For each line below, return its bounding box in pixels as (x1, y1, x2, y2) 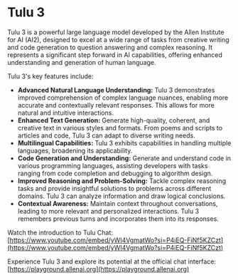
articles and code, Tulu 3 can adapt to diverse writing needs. (17, 131, 195, 140)
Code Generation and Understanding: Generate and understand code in (17, 154, 232, 162)
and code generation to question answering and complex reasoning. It (7, 43, 213, 51)
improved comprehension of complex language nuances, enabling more (17, 93, 229, 102)
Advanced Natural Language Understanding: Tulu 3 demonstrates (17, 85, 215, 94)
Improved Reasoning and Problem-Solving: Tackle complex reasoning (17, 176, 227, 185)
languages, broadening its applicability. (17, 146, 133, 155)
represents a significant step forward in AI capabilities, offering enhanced (7, 51, 222, 59)
